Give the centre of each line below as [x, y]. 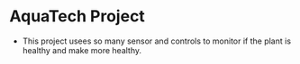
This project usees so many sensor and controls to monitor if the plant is [156, 41]
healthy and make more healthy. [82, 50]
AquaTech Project [77, 16]
